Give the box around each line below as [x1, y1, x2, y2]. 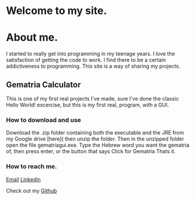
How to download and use [6, 116, 82, 124]
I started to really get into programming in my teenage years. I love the [6, 50, 175, 57]
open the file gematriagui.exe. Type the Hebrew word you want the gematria [6, 142, 190, 149]
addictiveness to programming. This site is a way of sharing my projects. [6, 63, 181, 70]
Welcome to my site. [6, 4, 107, 18]
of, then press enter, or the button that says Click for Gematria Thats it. [6, 148, 176, 155]
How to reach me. [6, 163, 57, 171]
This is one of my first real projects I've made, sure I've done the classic [6, 95, 179, 102]
